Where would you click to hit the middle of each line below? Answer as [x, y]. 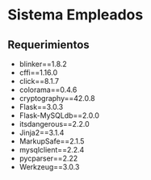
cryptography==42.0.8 [57, 98]
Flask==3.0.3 [41, 107]
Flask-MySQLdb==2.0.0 [59, 115]
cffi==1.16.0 [38, 73]
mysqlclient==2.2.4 [52, 150]
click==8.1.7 [39, 81]
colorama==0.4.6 [48, 90]
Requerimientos [48, 45]
